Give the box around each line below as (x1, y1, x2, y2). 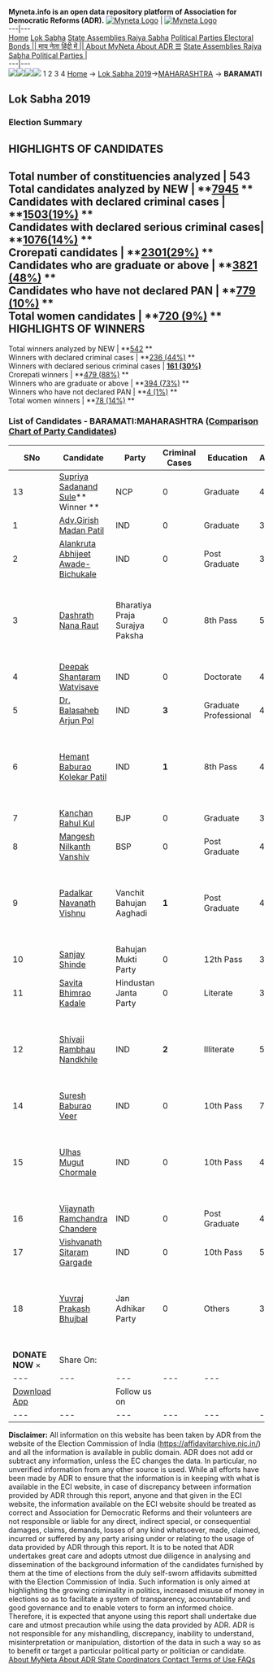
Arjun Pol (58, 715, 94, 726)
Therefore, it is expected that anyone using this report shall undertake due (8, 1611, 258, 1621)
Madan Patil (58, 525, 104, 536)
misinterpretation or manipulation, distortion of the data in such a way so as (8, 1637, 262, 1647)
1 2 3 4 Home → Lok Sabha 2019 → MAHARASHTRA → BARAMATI (42, 69, 262, 78)
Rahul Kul (58, 817, 95, 829)
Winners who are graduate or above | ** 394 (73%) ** (8, 378, 189, 388)
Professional (203, 709, 252, 721)
